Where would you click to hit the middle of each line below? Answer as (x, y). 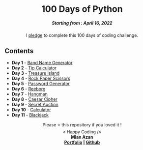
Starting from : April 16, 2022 (82, 23)
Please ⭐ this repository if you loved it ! (82, 124)
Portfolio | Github (82, 142)
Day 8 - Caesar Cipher (34, 99)
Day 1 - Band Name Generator (42, 62)
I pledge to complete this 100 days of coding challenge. (82, 35)
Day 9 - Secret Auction (35, 104)
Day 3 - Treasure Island (36, 73)
